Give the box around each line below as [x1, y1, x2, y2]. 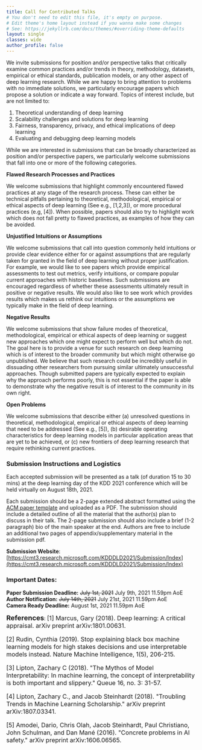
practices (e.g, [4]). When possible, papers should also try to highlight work [6, 208, 195, 215]
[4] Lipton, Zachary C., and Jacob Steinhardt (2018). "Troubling [6, 692, 186, 701]
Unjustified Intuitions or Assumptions [6, 233, 103, 240]
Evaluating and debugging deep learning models [14, 134, 136, 142]
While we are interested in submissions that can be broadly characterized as [6, 146, 196, 154]
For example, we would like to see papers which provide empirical [6, 263, 171, 270]
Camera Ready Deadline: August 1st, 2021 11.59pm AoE [6, 602, 145, 609]
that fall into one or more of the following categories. [6, 159, 137, 166]
